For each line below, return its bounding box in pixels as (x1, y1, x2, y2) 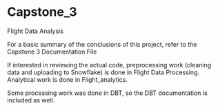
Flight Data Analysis (7, 27, 64, 35)
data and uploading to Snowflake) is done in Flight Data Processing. (7, 68, 200, 76)
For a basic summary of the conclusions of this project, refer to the (7, 40, 197, 48)
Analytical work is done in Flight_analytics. (7, 75, 128, 83)
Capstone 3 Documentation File (7, 47, 97, 56)
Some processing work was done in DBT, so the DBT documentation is (7, 89, 208, 97)
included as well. (7, 96, 55, 104)
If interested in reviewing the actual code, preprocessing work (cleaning (7, 60, 212, 69)
